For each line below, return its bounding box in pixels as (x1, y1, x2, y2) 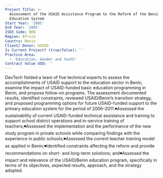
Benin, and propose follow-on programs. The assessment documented (5, 90, 147, 96)
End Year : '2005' (5, 25, 40, 30)
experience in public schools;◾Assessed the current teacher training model (5, 136, 155, 142)
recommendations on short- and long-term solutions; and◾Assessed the (5, 150, 149, 156)
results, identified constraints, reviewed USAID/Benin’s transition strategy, (5, 95, 152, 101)
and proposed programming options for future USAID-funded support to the (5, 100, 157, 106)
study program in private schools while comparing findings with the (5, 130, 140, 136)
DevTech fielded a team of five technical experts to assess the (5, 75, 130, 81)
